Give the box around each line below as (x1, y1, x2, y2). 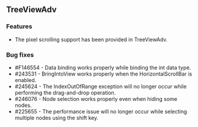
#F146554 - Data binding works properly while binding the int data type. (14, 64, 191, 71)
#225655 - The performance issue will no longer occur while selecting (14, 108, 187, 115)
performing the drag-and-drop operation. (14, 89, 116, 96)
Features (6, 22, 33, 31)
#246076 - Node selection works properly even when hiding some (14, 95, 178, 102)
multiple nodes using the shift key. (14, 114, 99, 121)
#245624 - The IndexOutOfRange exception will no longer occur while (14, 83, 187, 90)
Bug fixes (6, 50, 34, 58)
